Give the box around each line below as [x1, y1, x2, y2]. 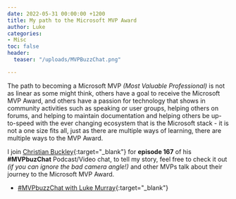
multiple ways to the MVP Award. [7, 134, 104, 142]
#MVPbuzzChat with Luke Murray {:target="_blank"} [17, 184, 169, 192]
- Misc [7, 37, 27, 44]
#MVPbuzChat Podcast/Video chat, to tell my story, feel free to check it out [7, 155, 228, 163]
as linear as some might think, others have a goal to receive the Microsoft [7, 89, 221, 97]
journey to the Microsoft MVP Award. [7, 169, 115, 178]
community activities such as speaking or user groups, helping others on [7, 103, 219, 113]
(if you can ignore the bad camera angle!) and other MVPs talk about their [7, 162, 223, 171]
